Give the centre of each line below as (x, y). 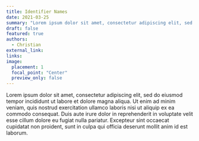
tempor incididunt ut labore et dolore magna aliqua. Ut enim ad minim (91, 101)
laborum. (17, 133)
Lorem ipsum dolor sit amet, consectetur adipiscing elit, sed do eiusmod (94, 95)
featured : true (25, 34)
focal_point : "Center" (40, 73)
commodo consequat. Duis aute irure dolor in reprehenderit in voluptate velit (99, 114)
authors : (17, 39)
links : (14, 56)
